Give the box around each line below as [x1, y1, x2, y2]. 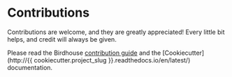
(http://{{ [7, 55, 33, 64]
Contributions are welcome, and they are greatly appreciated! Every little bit [7, 28, 225, 36]
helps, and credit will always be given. [7, 35, 117, 43]
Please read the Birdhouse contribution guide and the [7, 49, 161, 57]
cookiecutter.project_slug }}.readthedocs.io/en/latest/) [34, 55, 191, 64]
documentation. [7, 63, 53, 71]
